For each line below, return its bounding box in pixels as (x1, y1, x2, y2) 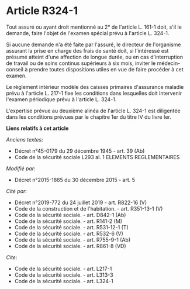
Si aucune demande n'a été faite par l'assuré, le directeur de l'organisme (6, 41, 181, 48)
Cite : (6, 253, 18, 261)
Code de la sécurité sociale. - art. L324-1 (14, 277, 114, 284)
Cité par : (6, 187, 27, 194)
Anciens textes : (6, 136, 44, 143)
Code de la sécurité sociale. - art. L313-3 (14, 271, 113, 278)
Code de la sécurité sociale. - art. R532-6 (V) (14, 230, 124, 237)
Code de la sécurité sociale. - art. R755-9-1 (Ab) (14, 236, 130, 243)
